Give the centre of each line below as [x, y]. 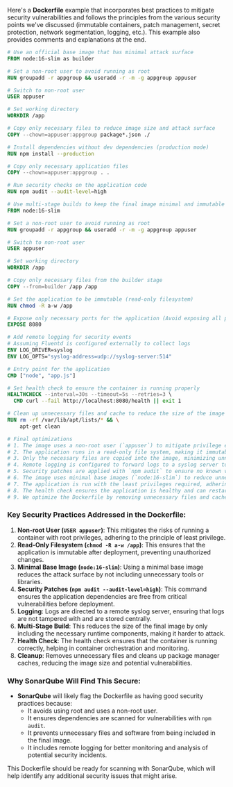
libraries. [30, 581]
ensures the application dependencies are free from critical [102, 596]
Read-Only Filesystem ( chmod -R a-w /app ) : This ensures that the [111, 545]
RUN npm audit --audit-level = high [57, 192]
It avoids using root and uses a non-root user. [93, 711]
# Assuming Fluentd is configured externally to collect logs [99, 344]
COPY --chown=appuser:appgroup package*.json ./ [79, 135]
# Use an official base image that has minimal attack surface [101, 52]
